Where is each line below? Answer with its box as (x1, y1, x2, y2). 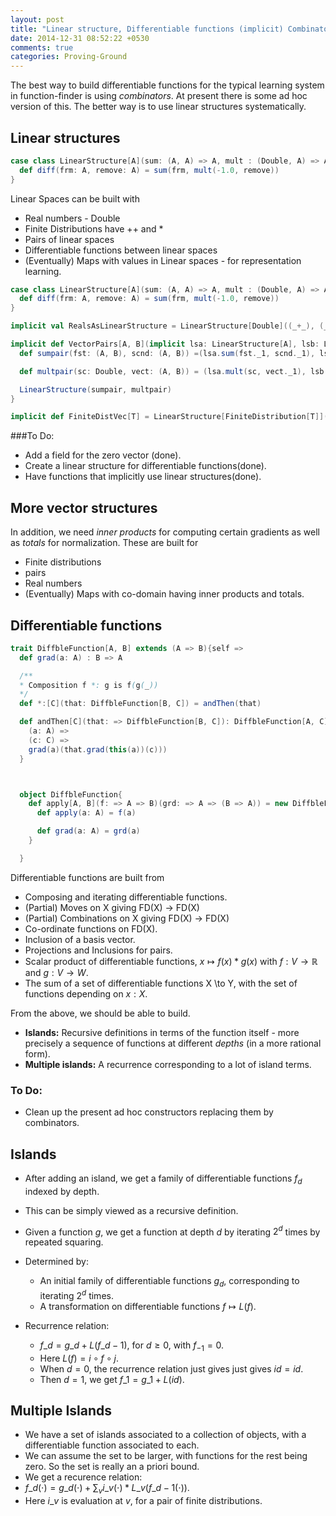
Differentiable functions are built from (10, 871, 165, 883)
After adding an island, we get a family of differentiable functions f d (24, 1172, 303, 1186)
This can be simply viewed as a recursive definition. (24, 1204, 239, 1216)
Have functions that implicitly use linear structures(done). (24, 471, 262, 483)
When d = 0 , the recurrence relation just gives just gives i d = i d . (39, 1362, 304, 1375)
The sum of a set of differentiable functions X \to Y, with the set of (24, 977, 298, 989)
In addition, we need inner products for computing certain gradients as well (10, 526, 320, 538)
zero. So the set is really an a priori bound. (24, 1461, 200, 1473)
